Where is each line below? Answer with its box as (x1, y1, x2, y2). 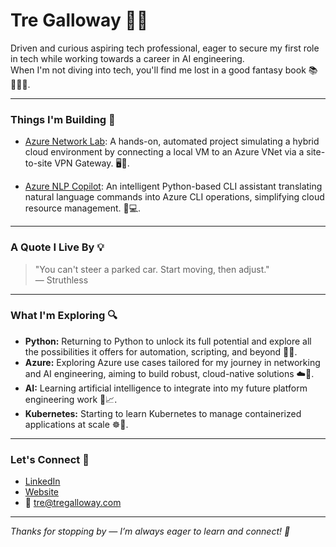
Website (24, 486, 60, 498)
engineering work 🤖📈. (24, 393, 118, 405)
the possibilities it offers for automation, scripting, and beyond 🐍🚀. (24, 345, 298, 358)
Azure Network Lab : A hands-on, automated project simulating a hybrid (24, 135, 320, 148)
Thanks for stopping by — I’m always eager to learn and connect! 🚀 (10, 525, 291, 538)
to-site (24, 157, 53, 169)
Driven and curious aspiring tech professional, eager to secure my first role (10, 42, 320, 54)
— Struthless (34, 274, 89, 286)
